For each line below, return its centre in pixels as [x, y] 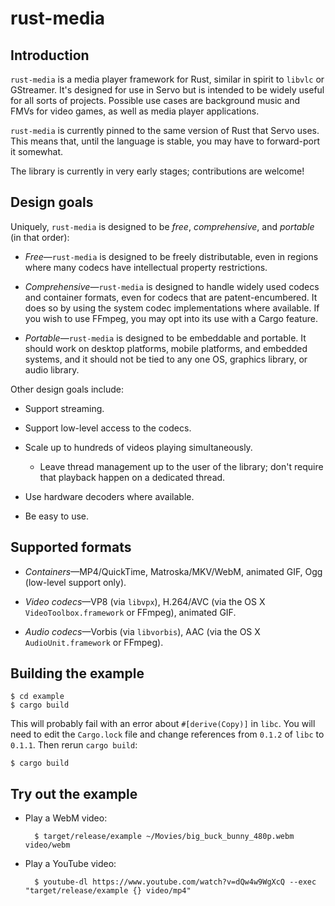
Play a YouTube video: [70, 864]
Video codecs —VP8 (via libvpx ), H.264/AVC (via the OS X [145, 601]
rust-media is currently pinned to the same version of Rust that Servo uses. [165, 130]
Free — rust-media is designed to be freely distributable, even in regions [171, 256]
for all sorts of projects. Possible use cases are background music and [155, 100]
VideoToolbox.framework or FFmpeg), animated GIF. [130, 612]
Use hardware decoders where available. [109, 496]
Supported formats [71, 547]
